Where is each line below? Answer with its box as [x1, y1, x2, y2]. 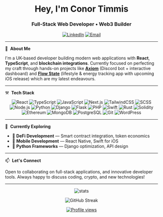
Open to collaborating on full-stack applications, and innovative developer [5, 169, 153, 175]
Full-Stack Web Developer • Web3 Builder [31, 21, 132, 28]
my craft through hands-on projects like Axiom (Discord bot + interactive [5, 66, 151, 72]
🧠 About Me [5, 46, 31, 52]
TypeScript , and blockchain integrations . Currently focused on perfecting [5, 60, 154, 66]
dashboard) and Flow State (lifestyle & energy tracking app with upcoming [5, 71, 154, 76]
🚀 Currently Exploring [5, 124, 51, 129]
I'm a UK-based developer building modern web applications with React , [5, 55, 150, 61]
